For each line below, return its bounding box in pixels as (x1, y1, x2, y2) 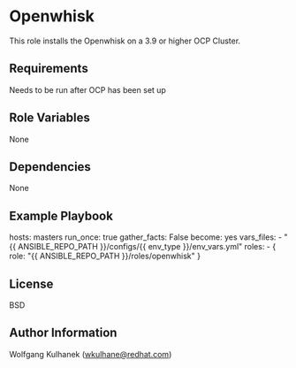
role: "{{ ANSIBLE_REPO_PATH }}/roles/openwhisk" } (9, 250, 201, 262)
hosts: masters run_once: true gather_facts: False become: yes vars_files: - (9, 232, 283, 242)
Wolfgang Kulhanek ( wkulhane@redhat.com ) (9, 349, 172, 359)
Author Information (9, 326, 118, 341)
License (9, 276, 54, 291)
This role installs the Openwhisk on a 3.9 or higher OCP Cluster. (9, 35, 241, 46)
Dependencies (9, 159, 91, 174)
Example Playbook (9, 208, 113, 223)
